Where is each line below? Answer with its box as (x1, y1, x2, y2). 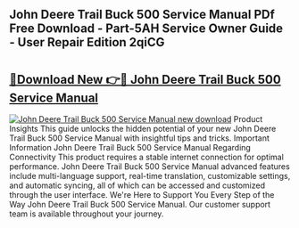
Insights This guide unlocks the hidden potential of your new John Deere (9, 124, 277, 134)
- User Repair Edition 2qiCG (9, 35, 165, 50)
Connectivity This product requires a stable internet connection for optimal (9, 151, 284, 162)
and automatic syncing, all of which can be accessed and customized (9, 180, 266, 191)
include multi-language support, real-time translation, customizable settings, (9, 171, 291, 181)
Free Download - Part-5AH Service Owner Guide (9, 21, 284, 37)
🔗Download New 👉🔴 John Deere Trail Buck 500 (9, 71, 281, 87)
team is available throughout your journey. (9, 208, 164, 219)
